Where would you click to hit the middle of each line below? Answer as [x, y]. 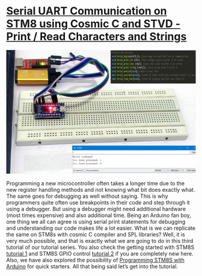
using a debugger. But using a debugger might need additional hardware [96, 209]
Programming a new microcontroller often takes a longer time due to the [96, 183]
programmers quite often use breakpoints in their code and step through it [98, 202]
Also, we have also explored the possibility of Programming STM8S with [95, 260]
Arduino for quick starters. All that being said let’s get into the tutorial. [92, 266]
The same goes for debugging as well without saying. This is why [87, 196]
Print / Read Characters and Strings [96, 37]
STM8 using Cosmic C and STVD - [93, 24]
